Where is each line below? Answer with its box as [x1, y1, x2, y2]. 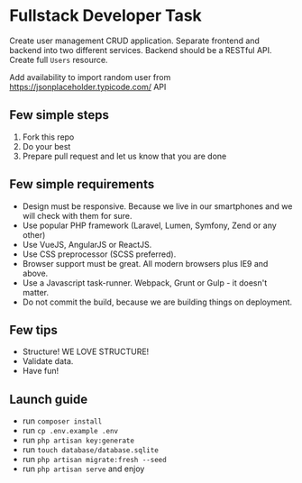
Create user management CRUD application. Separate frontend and [9, 35, 260, 46]
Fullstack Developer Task [9, 5, 203, 26]
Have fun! [22, 366, 59, 377]
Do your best [22, 141, 71, 151]
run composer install [22, 415, 103, 426]
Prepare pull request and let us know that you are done [22, 150, 227, 161]
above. [22, 268, 49, 278]
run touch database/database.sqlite [22, 444, 160, 455]
